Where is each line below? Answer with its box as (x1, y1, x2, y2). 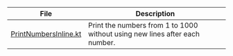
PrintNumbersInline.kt (10, 29, 82, 39)
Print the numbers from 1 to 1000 (87, 21, 198, 30)
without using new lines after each (87, 29, 200, 39)
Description (135, 9, 175, 18)
